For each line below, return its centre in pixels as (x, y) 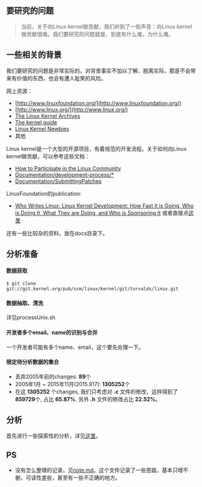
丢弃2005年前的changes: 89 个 (53, 377)
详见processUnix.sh (31, 317)
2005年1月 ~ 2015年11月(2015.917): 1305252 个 (72, 384)
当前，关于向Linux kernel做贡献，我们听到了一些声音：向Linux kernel (106, 27)
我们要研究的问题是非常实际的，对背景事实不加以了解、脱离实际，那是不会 (98, 71)
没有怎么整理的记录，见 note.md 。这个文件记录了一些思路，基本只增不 (101, 470)
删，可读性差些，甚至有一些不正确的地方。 (68, 478)
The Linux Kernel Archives (47, 116)
